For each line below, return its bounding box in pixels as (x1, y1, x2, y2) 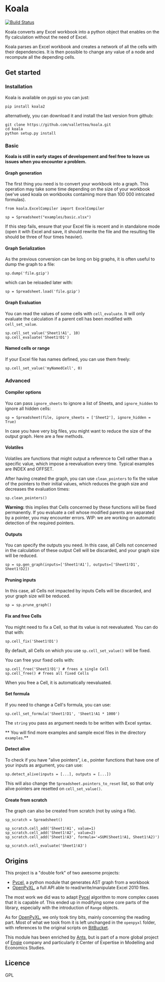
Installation (5, 83, 33, 90)
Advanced (5, 377, 31, 384)
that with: (5, 629, 24, 635)
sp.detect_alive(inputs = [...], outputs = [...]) (5, 772, 111, 777)
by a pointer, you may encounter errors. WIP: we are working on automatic (5, 515, 156, 521)
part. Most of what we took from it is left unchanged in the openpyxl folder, (5, 919, 156, 925)
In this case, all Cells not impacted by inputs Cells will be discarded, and (5, 588, 152, 594)
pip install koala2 (5, 104, 45, 109)
